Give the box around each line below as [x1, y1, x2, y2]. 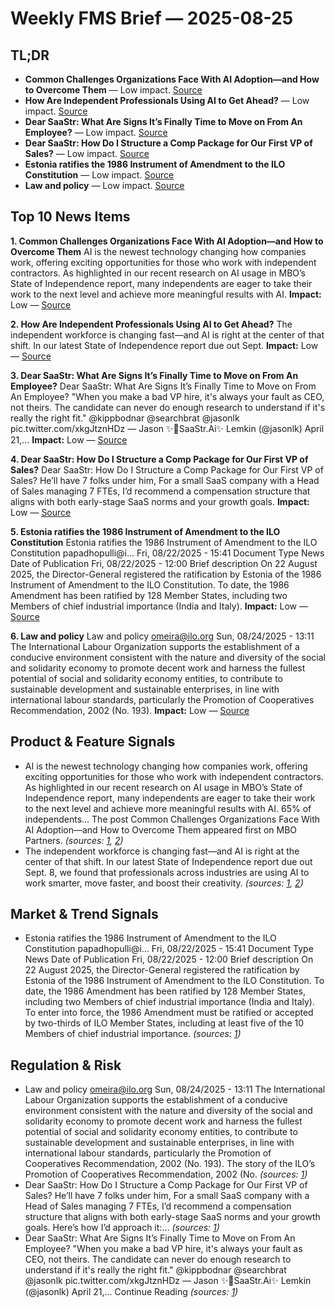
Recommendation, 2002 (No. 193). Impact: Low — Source [10, 704, 250, 716]
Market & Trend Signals [10, 906, 159, 923]
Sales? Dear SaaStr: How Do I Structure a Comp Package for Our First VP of [10, 463, 324, 476]
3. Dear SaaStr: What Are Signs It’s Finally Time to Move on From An [10, 369, 299, 381]
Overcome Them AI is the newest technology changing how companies [10, 245, 307, 257]
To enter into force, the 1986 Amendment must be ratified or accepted [24, 1007, 314, 1019]
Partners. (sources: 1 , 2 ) [24, 834, 124, 846]
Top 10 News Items [10, 208, 131, 226]
